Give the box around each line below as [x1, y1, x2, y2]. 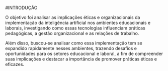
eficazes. [5, 61, 24, 67]
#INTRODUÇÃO [5, 5, 38, 10]
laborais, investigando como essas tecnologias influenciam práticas [5, 25, 146, 31]
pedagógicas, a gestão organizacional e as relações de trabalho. [5, 30, 139, 36]
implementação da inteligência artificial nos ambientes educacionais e [5, 20, 151, 25]
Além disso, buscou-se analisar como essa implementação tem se [5, 40, 142, 46]
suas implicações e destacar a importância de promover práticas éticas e [5, 56, 157, 62]
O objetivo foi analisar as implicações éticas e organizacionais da [5, 14, 140, 20]
